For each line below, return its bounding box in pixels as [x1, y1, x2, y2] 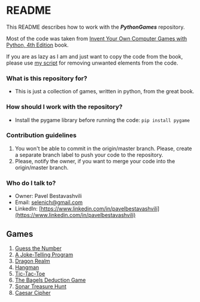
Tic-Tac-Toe [14, 270, 46, 277]
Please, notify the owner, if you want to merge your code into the [14, 157, 175, 164]
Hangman [14, 264, 40, 271]
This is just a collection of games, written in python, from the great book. [14, 88, 195, 95]
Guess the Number [14, 245, 62, 252]
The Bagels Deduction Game [14, 276, 86, 283]
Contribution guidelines [6, 131, 77, 139]
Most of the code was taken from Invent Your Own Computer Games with [6, 35, 187, 42]
